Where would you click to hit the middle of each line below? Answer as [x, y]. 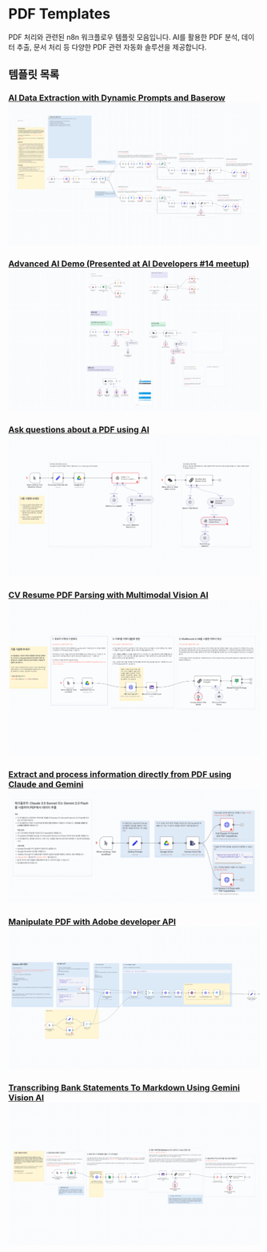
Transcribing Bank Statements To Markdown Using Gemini [124, 1088]
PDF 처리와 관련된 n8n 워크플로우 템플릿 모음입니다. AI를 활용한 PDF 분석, [124, 37]
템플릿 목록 [34, 75]
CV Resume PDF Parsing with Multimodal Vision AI [108, 595]
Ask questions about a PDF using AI [79, 429]
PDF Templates [59, 14]
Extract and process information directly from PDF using [120, 775]
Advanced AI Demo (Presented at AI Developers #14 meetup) [129, 263]
